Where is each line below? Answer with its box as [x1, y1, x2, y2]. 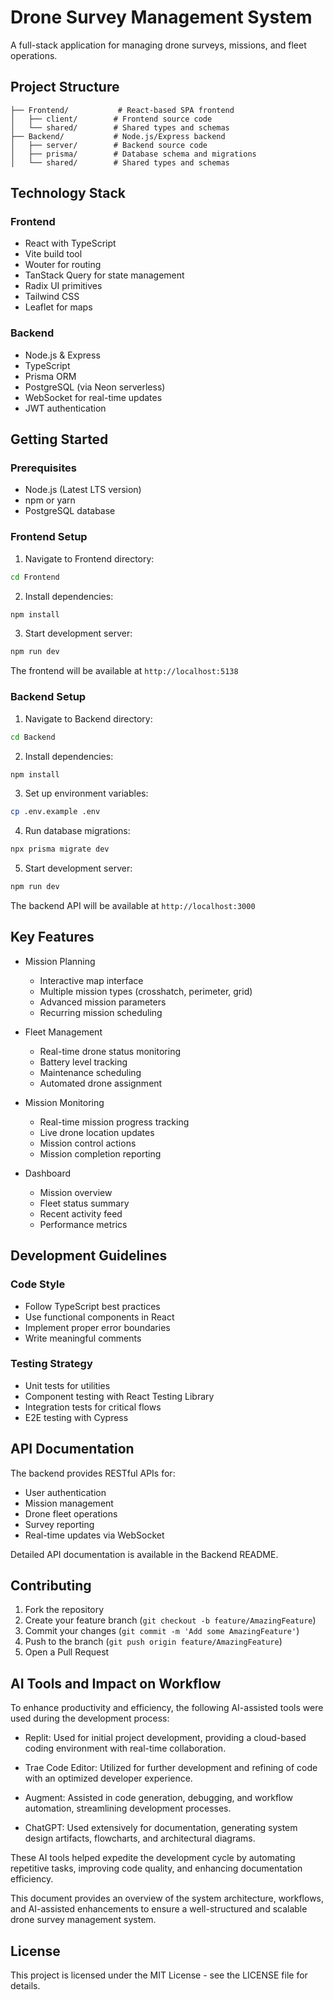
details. [10, 1980, 41, 1992]
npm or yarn [24, 494, 76, 506]
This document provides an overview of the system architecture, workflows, [10, 1892, 325, 1905]
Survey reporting [24, 1518, 95, 1530]
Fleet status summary [39, 1197, 130, 1209]
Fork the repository [24, 1604, 105, 1616]
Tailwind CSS [24, 291, 80, 303]
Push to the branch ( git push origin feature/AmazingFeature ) [24, 1636, 283, 1648]
